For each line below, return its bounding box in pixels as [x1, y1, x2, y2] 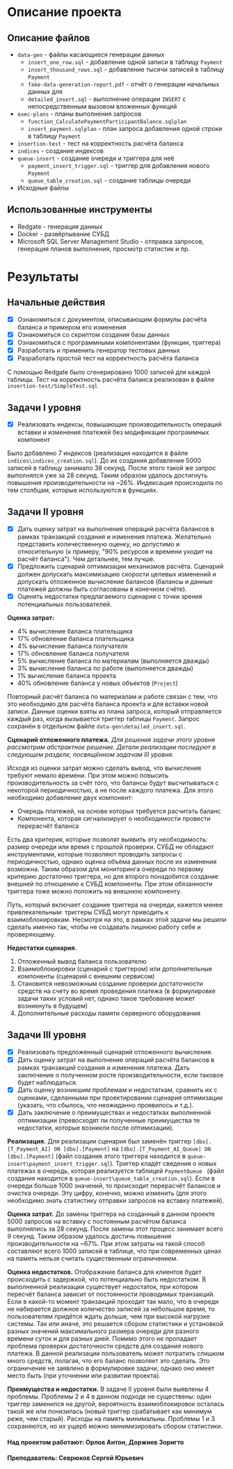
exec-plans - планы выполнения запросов [17, 109, 142, 118]
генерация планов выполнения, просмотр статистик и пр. [17, 245, 190, 253]
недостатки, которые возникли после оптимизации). [17, 1123, 175, 1132]
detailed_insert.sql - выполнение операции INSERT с [27, 95, 186, 103]
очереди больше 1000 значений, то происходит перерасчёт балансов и [7, 1182, 221, 1190]
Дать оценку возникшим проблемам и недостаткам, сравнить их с [17, 1085, 218, 1094]
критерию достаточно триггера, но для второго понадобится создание [7, 872, 219, 880]
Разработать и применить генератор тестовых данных [17, 346, 180, 354]
